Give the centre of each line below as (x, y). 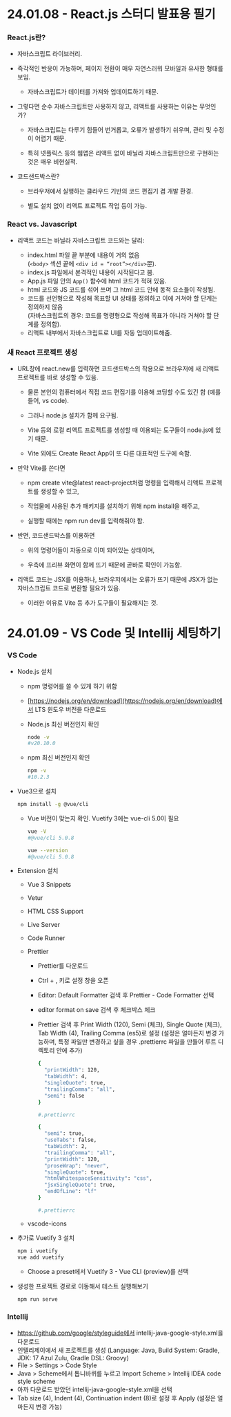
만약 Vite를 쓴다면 (41, 468)
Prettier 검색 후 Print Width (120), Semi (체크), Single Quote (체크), (130, 1024)
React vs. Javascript (42, 224)
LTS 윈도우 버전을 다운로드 (71, 709)
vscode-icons (47, 1223)
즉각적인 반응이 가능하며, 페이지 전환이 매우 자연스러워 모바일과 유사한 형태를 (120, 68)
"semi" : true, (64, 1134)
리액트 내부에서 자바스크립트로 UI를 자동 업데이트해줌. (100, 332)
